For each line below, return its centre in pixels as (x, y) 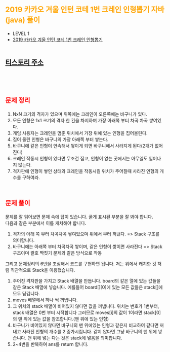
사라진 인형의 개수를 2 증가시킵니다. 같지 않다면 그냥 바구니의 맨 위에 (89, 331)
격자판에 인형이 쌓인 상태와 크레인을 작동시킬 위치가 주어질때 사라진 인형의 (86, 171)
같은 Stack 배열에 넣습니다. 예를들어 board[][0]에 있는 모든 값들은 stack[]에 (88, 287)
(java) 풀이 (23, 20)
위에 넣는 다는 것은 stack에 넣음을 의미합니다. (77, 338)
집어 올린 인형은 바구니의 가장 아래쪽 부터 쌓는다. (60, 139)
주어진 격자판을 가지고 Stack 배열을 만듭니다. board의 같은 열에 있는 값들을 (87, 280)
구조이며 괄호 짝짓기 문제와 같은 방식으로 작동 (57, 253)
